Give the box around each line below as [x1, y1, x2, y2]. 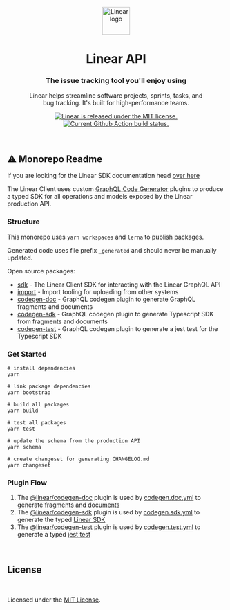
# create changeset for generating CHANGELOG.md [7, 456, 150, 463]
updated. [7, 253, 33, 262]
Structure [7, 217, 40, 226]
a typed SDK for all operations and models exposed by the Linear [7, 192, 193, 201]
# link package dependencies [7, 383, 91, 390]
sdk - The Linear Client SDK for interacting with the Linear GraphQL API [17, 280, 221, 289]
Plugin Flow [7, 478, 47, 487]
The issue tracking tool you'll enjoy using [46, 76, 186, 86]
